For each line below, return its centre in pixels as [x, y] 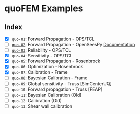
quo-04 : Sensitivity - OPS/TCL [42, 56]
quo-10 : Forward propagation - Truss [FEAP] [57, 89]
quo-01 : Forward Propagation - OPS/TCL [53, 39]
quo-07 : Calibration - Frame [40, 72]
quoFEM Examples [44, 9]
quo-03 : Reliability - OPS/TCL [41, 50]
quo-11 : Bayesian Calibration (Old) [47, 95]
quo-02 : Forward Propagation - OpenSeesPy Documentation [73, 45]
